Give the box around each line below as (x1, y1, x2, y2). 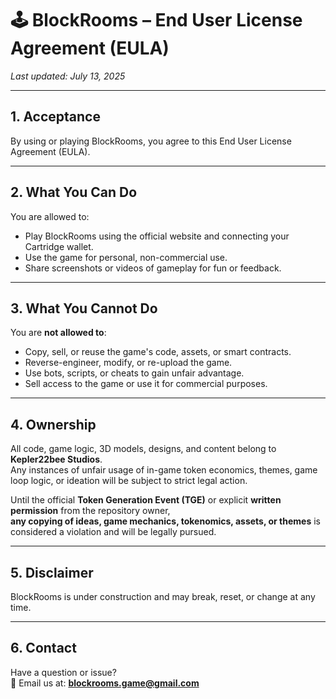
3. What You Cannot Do (10, 300, 158, 317)
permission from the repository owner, (10, 505, 171, 517)
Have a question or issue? (10, 666, 117, 678)
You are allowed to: (10, 210, 90, 222)
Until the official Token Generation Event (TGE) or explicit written (10, 494, 282, 506)
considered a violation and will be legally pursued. (10, 526, 217, 538)
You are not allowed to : (10, 327, 107, 339)
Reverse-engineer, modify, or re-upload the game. (24, 357, 233, 369)
